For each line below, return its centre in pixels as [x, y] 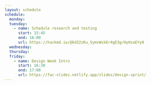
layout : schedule [23, 10]
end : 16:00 [29, 38]
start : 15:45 [32, 33]
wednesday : [21, 47]
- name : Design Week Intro [42, 61]
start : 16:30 [32, 65]
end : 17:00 [29, 70]
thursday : [19, 51]
